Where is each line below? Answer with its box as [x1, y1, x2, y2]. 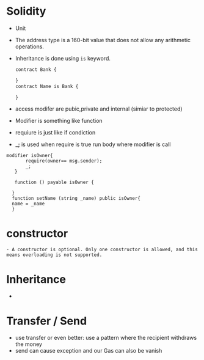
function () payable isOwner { [14, 179, 95, 186]
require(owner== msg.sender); [25, 158, 103, 164]
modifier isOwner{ [6, 153, 53, 159]
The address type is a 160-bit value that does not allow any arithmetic [15, 36, 191, 43]
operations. [15, 43, 45, 50]
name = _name [12, 200, 45, 207]
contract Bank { [15, 66, 57, 73]
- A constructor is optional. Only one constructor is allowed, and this [6, 246, 199, 253]
